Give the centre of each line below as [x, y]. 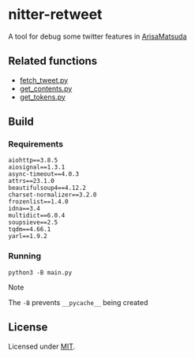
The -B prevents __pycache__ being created [78, 302]
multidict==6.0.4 [37, 216]
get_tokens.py [42, 97]
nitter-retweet [55, 15]
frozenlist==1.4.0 [38, 202]
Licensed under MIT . [42, 346]
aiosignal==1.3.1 [37, 167]
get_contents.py [46, 88]
